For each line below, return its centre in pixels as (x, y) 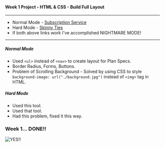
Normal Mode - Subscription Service (49, 23)
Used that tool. (27, 111)
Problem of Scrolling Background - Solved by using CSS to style (77, 72)
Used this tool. (27, 106)
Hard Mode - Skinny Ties (37, 28)
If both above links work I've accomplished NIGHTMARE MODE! (77, 33)
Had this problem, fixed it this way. (47, 116)
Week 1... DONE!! (26, 129)
